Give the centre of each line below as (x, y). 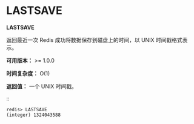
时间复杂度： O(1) (28, 73)
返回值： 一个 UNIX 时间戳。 (42, 86)
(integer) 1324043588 (34, 115)
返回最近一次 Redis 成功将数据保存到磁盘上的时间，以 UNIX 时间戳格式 (95, 40)
